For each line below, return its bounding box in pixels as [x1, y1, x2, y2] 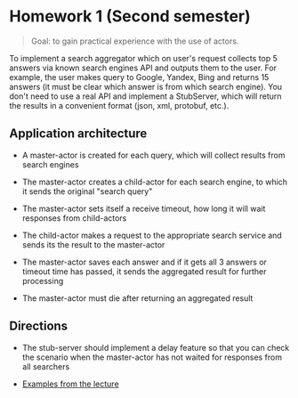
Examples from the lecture [21, 378, 119, 389]
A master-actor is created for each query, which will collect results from [21, 150, 286, 160]
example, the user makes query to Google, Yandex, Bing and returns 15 [9, 71, 270, 82]
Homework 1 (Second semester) [9, 6, 251, 27]
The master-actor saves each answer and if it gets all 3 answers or [21, 256, 267, 267]
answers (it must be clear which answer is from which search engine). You [9, 81, 283, 92]
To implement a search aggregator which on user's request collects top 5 [9, 53, 278, 63]
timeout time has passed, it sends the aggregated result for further [21, 265, 267, 277]
